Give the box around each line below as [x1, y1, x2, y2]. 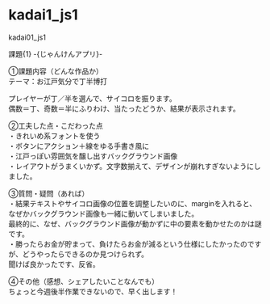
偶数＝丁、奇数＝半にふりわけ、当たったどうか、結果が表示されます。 [8, 103, 240, 113]
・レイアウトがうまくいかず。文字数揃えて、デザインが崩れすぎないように [8, 161, 254, 171]
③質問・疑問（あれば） [8, 188, 89, 198]
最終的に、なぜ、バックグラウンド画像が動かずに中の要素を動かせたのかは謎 [8, 218, 262, 228]
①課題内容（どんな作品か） [8, 66, 103, 76]
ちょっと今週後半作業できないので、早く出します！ [8, 286, 178, 296]
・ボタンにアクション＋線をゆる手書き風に [8, 141, 150, 150]
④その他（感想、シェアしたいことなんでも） [8, 277, 160, 286]
